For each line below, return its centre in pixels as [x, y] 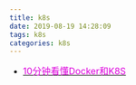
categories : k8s [40, 43]
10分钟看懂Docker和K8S [74, 71]
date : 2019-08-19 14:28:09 [60, 26]
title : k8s [30, 18]
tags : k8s [28, 34]
